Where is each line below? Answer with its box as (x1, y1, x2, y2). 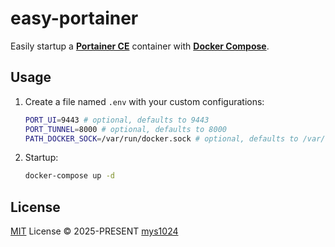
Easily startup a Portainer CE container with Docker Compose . (10, 40, 270, 52)
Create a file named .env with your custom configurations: (24, 95, 265, 107)
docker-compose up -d (24, 171, 115, 181)
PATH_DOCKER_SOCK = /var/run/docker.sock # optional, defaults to (24, 133, 299, 144)
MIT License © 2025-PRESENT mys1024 (10, 225, 179, 237)
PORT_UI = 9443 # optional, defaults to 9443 (24, 115, 210, 125)
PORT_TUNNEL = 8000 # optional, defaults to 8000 (24, 124, 227, 134)
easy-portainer (10, 7, 139, 30)
